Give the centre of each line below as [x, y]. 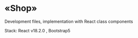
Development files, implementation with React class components [69, 21]
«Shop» [21, 8]
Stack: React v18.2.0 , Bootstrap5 [37, 30]
